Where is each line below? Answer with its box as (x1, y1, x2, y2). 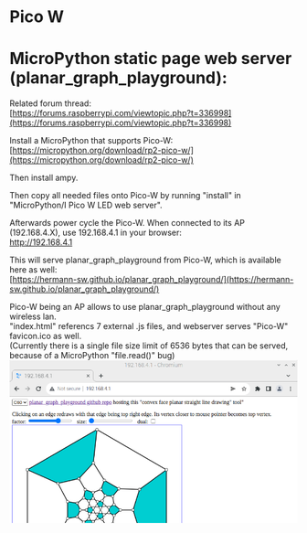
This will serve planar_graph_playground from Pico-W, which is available (9, 254, 281, 266)
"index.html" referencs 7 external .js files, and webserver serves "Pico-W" (9, 321, 289, 332)
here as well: (9, 264, 58, 275)
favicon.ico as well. (9, 331, 82, 342)
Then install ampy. (9, 172, 79, 184)
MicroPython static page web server (9, 48, 292, 69)
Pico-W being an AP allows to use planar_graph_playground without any (9, 302, 281, 313)
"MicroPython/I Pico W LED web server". (9, 199, 163, 211)
